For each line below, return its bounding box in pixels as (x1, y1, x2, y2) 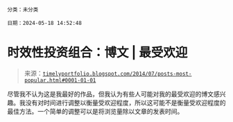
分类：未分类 (7, 6, 39, 13)
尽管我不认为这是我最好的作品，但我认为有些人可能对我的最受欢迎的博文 (7, 89, 214, 98)
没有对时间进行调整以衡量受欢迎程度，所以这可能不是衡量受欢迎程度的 (25, 98, 226, 107)
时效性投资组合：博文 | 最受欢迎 (7, 45, 188, 61)
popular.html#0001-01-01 (24, 76, 96, 84)
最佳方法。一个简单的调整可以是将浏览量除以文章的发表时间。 (7, 107, 184, 115)
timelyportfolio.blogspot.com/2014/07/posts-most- (42, 70, 192, 77)
